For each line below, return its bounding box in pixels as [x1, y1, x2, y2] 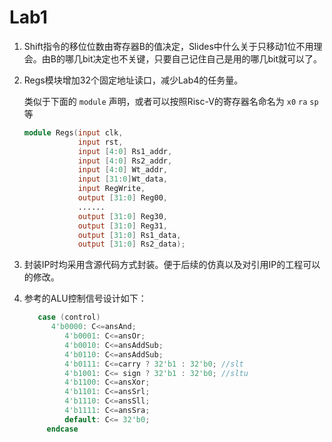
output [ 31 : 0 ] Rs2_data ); [77, 239, 186, 250]
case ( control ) [37, 312, 101, 323]
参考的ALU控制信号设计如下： [23, 292, 147, 305]
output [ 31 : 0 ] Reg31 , [77, 221, 168, 231]
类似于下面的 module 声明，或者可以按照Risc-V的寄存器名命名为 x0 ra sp [23, 95, 319, 107]
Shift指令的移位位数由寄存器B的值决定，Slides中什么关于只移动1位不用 [23, 40, 314, 52]
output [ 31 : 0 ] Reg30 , [77, 211, 168, 221]
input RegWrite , [77, 184, 146, 194]
